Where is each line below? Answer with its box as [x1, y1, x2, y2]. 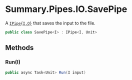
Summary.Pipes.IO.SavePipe [5, 3, 127, 15]
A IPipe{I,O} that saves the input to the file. [5, 20, 96, 26]
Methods [5, 43, 34, 52]
